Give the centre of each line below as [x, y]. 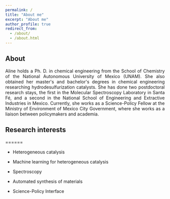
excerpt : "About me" [27, 19]
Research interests [36, 130]
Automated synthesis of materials [48, 181]
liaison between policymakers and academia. [52, 114]
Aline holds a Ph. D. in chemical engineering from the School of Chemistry [85, 71]
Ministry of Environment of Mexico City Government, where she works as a [85, 108]
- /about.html [25, 38]
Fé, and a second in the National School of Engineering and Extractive [85, 98]
